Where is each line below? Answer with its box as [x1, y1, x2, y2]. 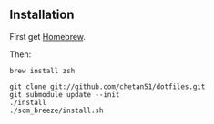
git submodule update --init [9, 90, 120, 99]
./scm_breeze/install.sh [9, 106, 104, 115]
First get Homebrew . [9, 31, 87, 42]
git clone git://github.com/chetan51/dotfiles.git [9, 81, 206, 91]
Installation [9, 7, 75, 23]
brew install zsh [9, 66, 76, 75]
